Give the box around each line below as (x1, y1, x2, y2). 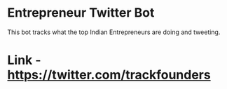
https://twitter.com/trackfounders (7, 67, 212, 83)
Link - (7, 52, 41, 68)
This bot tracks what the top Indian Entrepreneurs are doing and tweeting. (7, 28, 221, 36)
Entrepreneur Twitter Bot (7, 5, 155, 21)
